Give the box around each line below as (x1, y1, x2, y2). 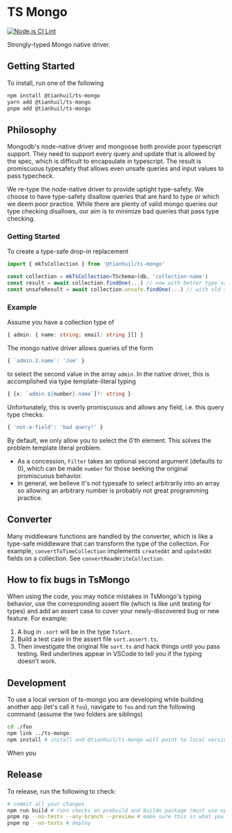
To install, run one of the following (7, 79, 104, 87)
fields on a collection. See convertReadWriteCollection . (7, 554, 164, 562)
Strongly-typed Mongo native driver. (7, 40, 110, 48)
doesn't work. (17, 657, 57, 665)
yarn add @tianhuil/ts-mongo (7, 98, 91, 106)
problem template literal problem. (7, 443, 101, 452)
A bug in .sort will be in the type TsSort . (17, 628, 133, 636)
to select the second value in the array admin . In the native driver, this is (7, 370, 210, 379)
